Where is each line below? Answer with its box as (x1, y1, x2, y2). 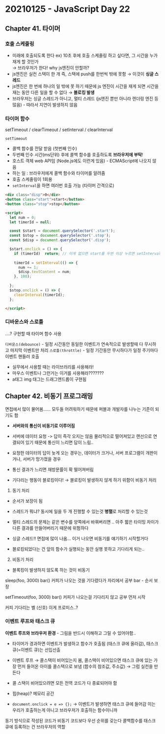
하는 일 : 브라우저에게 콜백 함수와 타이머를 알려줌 (12, 170, 106, 176)
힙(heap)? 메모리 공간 (12, 690, 55, 696)
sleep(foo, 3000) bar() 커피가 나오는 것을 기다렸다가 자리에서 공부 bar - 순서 (5, 577, 153, 583)
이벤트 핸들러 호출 (5, 353, 39, 359)
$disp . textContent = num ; (18, 270, 71, 275)
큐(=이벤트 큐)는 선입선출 (12, 647, 60, 653)
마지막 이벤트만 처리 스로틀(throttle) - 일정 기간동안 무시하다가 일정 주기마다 (10, 347, 158, 353)
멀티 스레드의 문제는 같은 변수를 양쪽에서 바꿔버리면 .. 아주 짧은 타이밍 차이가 (12, 519, 159, 524)
